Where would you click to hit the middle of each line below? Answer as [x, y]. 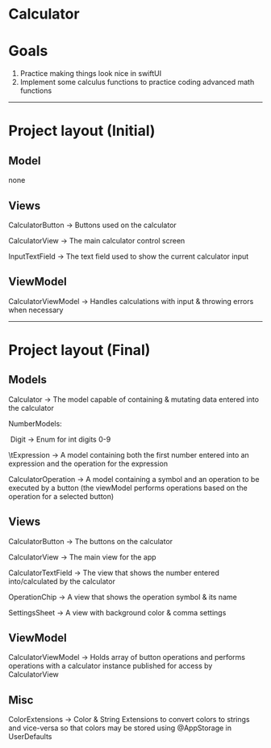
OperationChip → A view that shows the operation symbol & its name [123, 597]
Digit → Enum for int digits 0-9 [60, 439]
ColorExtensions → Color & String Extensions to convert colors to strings [129, 720]
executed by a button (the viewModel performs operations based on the [128, 488]
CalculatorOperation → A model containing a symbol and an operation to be [134, 479]
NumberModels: [35, 423]
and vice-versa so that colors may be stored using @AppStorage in [120, 728]
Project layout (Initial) [82, 131]
